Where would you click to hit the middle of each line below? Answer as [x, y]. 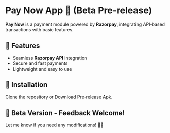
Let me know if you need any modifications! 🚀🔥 [55, 125]
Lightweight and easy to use [42, 69]
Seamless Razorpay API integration [50, 58]
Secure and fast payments [40, 63]
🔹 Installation [26, 85]
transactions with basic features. [39, 29]
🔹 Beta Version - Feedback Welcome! [65, 113]
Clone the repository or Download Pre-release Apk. [59, 97]
